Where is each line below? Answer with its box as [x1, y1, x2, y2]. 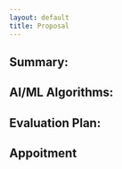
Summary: [9, 55, 69, 70]
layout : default [9, 13, 69, 22]
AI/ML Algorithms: [9, 85, 114, 100]
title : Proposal [9, 21, 69, 30]
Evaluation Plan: [9, 115, 102, 131]
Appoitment [9, 146, 77, 161]
